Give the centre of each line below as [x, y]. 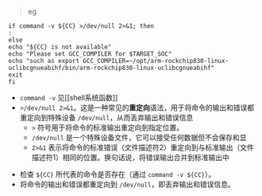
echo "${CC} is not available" [60, 47]
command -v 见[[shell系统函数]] [69, 98]
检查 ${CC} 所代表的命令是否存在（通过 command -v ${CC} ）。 [118, 174]
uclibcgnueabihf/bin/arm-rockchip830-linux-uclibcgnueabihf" [112, 68]
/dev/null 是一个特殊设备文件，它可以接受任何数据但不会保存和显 [139, 137]
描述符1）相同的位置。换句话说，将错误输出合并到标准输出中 [131, 157]
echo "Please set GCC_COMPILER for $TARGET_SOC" [90, 54]
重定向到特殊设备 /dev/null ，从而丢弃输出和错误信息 [106, 118]
